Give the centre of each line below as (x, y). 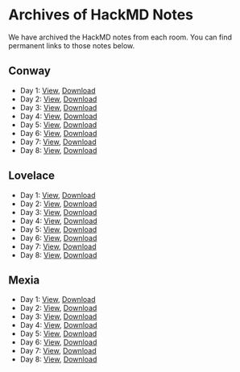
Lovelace (31, 176)
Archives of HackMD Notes (101, 15)
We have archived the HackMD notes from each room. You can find (120, 37)
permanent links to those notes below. (72, 45)
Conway (29, 71)
